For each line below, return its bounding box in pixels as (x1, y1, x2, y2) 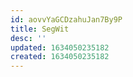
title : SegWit (10, 24, 70, 34)
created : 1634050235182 (10, 52, 110, 62)
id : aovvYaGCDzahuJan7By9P (10, 14, 123, 25)
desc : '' (10, 33, 47, 43)
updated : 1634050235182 (10, 42, 110, 53)
